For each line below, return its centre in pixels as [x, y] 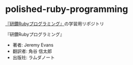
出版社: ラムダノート [34, 57]
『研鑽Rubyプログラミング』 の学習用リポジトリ [55, 23]
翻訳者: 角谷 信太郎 [32, 51]
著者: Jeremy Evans [33, 45]
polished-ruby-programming [67, 9]
